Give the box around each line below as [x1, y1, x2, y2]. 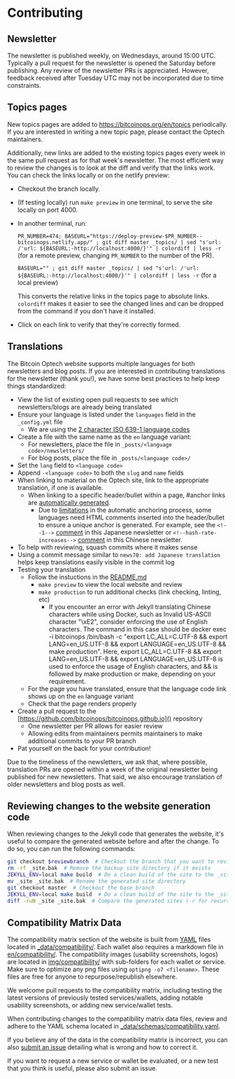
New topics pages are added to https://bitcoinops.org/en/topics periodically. [7, 120, 228, 128]
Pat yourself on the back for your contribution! [17, 744, 151, 752]
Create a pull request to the [17, 707, 97, 715]
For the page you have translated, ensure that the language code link [27, 684, 227, 693]
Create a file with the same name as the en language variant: [17, 433, 192, 441]
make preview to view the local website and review [38, 580, 183, 588]
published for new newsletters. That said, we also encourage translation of [7, 773, 222, 781]
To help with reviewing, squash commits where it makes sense [17, 543, 198, 551]
